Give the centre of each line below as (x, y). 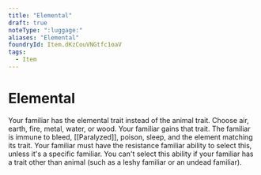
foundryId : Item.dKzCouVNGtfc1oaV (65, 45)
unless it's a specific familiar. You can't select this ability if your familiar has (131, 154)
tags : (17, 52)
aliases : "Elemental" (44, 37)
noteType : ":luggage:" (45, 30)
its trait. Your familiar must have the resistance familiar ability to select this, (130, 145)
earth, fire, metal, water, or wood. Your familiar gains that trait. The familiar (129, 128)
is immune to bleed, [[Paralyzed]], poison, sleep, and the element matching (130, 137)
